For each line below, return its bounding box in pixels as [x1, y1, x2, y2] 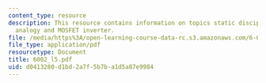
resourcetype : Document [8, 48, 87, 56]
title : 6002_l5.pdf [8, 56, 73, 64]
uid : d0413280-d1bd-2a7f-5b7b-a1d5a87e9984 [8, 63, 154, 71]
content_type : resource [8, 11, 87, 20]
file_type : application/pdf [8, 41, 101, 49]
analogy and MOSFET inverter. [15, 26, 115, 34]
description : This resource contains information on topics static [8, 19, 236, 27]
